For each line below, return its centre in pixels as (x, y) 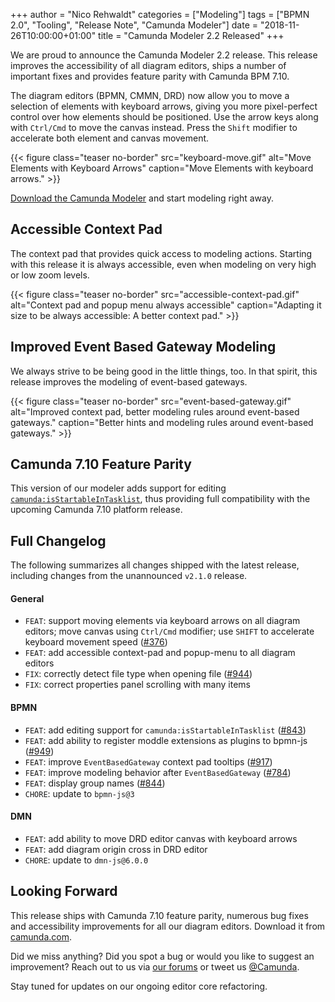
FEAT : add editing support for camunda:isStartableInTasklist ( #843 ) (165, 730)
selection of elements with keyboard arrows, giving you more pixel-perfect (164, 106)
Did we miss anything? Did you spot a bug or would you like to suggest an (162, 956)
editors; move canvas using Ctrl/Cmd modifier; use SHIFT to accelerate (169, 631)
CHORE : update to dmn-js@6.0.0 (86, 860)
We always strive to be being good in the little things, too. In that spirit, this (164, 371)
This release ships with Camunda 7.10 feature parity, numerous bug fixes (159, 915)
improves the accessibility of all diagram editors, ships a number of (148, 65)
